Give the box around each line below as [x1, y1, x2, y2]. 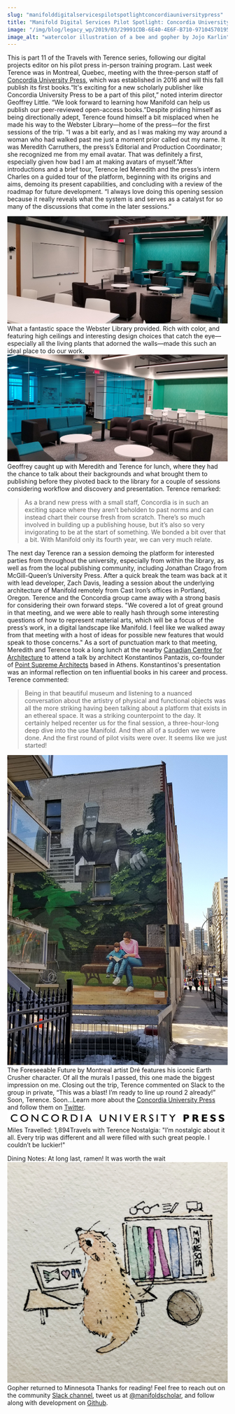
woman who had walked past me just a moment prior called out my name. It [7, 135, 226, 144]
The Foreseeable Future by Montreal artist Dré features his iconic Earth [7, 1066, 212, 1074]
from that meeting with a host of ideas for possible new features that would [7, 631, 224, 639]
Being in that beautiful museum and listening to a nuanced [24, 689, 192, 698]
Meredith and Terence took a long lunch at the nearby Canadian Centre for [7, 646, 222, 654]
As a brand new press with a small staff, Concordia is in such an [24, 498, 209, 507]
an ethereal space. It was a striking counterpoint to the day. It [24, 712, 201, 720]
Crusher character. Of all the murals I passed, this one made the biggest [7, 1074, 215, 1082]
